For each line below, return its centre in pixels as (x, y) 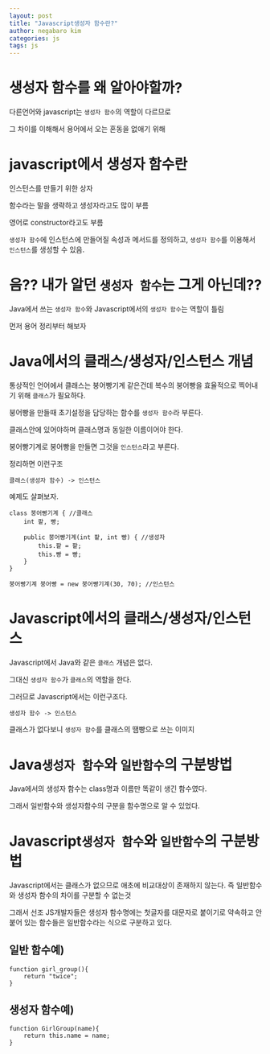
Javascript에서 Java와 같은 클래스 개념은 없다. (81, 662)
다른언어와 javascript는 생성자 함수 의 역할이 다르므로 (90, 112)
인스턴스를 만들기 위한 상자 (51, 188)
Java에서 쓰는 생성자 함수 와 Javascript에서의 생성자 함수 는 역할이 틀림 (117, 309)
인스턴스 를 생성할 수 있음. (47, 249)
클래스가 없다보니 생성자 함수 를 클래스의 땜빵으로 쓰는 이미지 (102, 729)
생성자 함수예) (42, 1009)
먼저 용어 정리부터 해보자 (48, 326)
